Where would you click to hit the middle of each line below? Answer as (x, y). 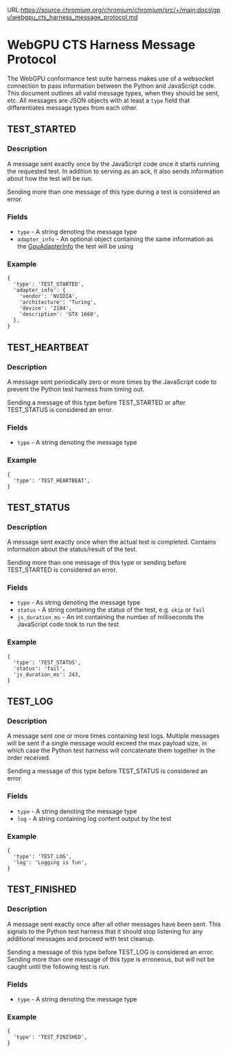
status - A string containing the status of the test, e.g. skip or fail (111, 610)
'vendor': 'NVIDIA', (49, 297)
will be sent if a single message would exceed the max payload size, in (107, 743)
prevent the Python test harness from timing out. (76, 389)
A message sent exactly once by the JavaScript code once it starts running (113, 163)
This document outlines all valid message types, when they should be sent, (113, 93)
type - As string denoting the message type (79, 603)
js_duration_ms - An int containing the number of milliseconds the (110, 617)
